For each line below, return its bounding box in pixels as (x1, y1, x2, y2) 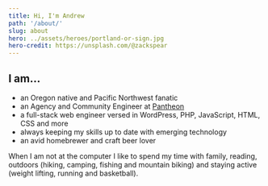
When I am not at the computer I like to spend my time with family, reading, (8, 151, 258, 161)
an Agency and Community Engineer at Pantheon (19, 101, 185, 111)
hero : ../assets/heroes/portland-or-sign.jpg (8, 34, 164, 43)
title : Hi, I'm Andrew (8, 11, 85, 20)
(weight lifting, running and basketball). (8, 168, 139, 178)
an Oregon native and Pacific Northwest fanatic (19, 93, 178, 102)
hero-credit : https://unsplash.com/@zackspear (8, 42, 168, 50)
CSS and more (19, 118, 69, 128)
